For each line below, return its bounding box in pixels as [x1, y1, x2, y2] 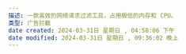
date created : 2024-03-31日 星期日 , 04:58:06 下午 [8, 26, 176, 34]
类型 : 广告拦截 [8, 19, 51, 27]
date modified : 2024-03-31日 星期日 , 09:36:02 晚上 [8, 33, 179, 42]
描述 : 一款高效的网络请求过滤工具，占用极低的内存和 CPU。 [8, 11, 177, 20]
